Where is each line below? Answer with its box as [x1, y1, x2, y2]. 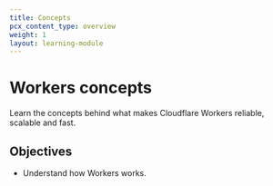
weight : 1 [9, 30, 47, 39]
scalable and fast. [9, 117, 76, 128]
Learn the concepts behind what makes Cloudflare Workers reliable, [9, 108, 265, 119]
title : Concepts [9, 13, 71, 23]
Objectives [9, 143, 73, 159]
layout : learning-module [9, 38, 104, 48]
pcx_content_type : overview [9, 22, 116, 31]
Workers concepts [9, 78, 153, 98]
